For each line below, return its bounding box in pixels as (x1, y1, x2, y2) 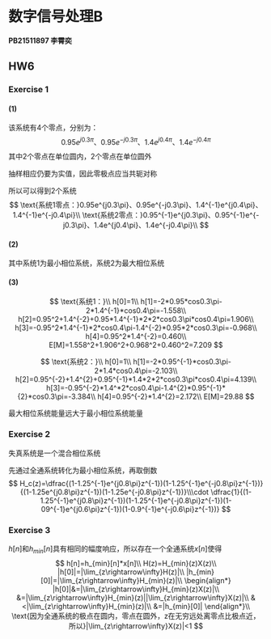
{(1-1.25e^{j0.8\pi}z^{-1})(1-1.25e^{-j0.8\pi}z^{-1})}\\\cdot (19, 487, 209, 497)
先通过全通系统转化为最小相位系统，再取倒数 (8, 465, 158, 475)
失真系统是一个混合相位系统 (8, 448, 101, 458)
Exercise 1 (8, 84, 49, 95)
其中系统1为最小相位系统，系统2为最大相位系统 (8, 258, 165, 268)
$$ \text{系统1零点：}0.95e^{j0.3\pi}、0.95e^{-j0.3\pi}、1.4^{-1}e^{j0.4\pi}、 (9, 200, 263, 210)
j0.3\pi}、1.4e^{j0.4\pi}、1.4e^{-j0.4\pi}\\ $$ (62, 220, 210, 231)
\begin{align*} (184, 575, 232, 585)
